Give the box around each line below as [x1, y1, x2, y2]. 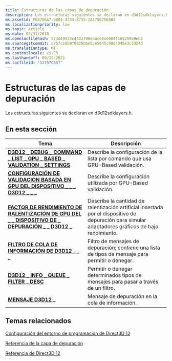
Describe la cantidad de [88, 197, 145, 204]
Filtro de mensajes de [88, 238, 140, 245]
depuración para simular [88, 216, 146, 224]
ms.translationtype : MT [5, 46, 56, 51]
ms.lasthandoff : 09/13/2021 [5, 55, 66, 61]
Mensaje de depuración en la [88, 293, 158, 300]
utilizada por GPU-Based [88, 179, 148, 186]
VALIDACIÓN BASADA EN [8, 176, 71, 183]
